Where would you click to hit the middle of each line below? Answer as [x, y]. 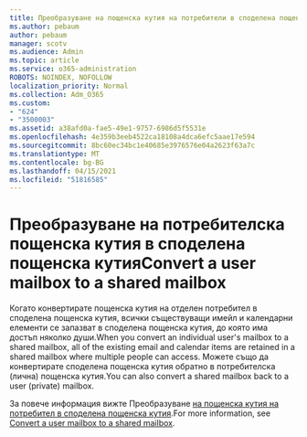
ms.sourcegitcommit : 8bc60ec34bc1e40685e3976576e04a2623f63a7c [132, 145]
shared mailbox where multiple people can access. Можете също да [139, 357]
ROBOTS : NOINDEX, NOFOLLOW [61, 78]
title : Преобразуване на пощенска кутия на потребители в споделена [143, 18]
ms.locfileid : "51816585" [58, 179]
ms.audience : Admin [47, 52]
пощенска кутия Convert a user [133, 264]
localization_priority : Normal [69, 86]
